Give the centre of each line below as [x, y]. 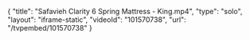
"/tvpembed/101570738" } [50, 28]
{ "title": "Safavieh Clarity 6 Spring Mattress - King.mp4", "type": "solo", [125, 11]
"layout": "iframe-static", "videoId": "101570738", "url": [97, 20]
